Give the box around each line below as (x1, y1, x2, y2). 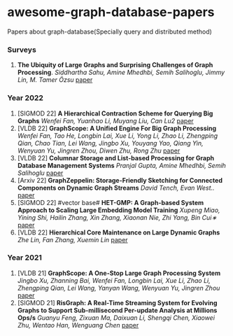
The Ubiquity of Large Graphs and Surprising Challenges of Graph (17, 61, 213, 69)
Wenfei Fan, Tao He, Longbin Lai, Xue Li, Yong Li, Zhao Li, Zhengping (17, 131, 218, 140)
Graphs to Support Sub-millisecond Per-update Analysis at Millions (17, 306, 218, 314)
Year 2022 (7, 93, 44, 103)
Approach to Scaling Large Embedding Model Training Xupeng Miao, (17, 206, 220, 214)
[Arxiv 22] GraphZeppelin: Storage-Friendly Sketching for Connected (17, 176, 223, 184)
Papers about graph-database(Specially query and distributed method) (7, 27, 212, 36)
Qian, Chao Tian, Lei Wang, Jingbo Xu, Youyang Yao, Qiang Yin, (17, 139, 204, 147)
